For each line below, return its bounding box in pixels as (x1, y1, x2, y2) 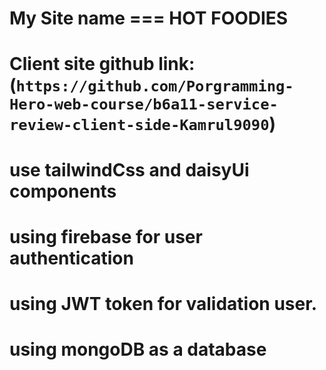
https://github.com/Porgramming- (15, 77, 294, 96)
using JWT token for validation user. (9, 292, 318, 315)
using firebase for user (9, 225, 203, 248)
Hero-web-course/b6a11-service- (9, 95, 279, 114)
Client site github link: (9, 53, 196, 76)
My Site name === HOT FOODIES (9, 7, 289, 30)
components (9, 180, 117, 202)
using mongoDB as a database (9, 338, 267, 361)
